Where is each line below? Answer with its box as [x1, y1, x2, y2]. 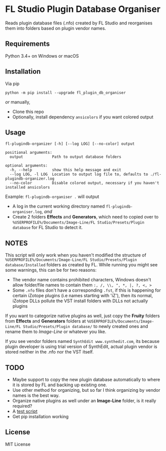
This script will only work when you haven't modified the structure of [5, 252, 147, 258]
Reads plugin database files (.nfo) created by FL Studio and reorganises [5, 20, 153, 26]
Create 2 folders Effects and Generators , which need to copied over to [12, 214, 159, 220]
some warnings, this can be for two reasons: [5, 267, 97, 273]
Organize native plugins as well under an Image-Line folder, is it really [12, 398, 157, 404]
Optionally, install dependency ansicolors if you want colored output [12, 113, 154, 120]
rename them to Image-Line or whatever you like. [5, 329, 107, 335]
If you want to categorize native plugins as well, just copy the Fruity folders [5, 313, 160, 319]
